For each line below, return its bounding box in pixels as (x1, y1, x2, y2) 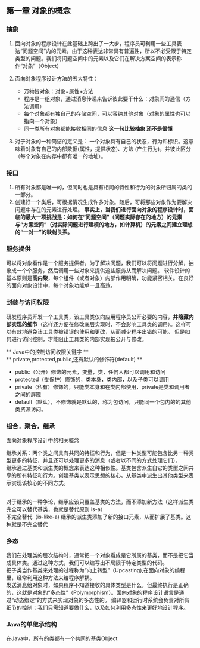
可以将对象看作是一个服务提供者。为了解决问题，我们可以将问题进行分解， (6, 259, 189, 267)
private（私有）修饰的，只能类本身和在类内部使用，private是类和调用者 (14, 383, 190, 390)
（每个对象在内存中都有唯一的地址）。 (14, 152, 107, 159)
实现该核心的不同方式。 (11, 479, 69, 486)
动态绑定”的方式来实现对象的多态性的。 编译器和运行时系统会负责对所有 (14, 597, 190, 604)
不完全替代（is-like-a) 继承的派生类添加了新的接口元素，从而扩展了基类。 (6, 513, 186, 520)
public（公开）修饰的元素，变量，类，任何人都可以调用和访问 (14, 368, 165, 375)
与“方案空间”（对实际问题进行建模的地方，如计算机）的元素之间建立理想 (14, 220, 193, 228)
